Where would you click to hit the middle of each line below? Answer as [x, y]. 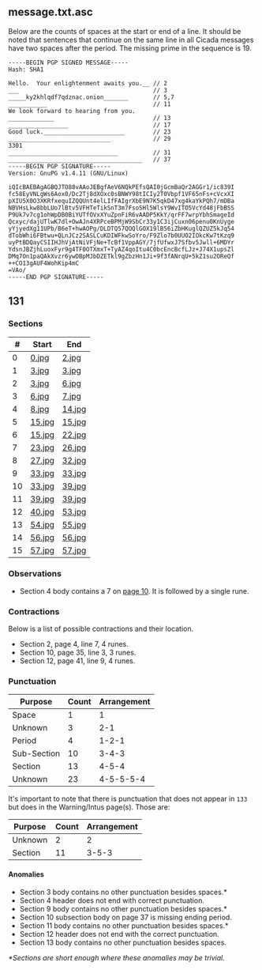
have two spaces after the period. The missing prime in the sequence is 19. [130, 48]
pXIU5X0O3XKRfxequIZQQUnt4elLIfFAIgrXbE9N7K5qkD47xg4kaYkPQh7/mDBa [122, 201]
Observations [35, 574]
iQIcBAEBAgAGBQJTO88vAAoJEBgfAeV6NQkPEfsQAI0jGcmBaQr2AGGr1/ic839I [122, 187]
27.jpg [43, 460]
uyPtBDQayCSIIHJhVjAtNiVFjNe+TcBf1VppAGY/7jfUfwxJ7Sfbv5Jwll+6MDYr [122, 242]
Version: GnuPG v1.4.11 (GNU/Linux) [68, 173]
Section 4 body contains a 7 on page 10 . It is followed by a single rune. [134, 591]
